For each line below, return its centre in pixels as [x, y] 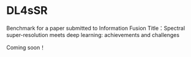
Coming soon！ [26, 47]
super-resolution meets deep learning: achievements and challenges [93, 35]
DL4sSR [27, 11]
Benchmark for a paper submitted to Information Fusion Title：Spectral [96, 28]
